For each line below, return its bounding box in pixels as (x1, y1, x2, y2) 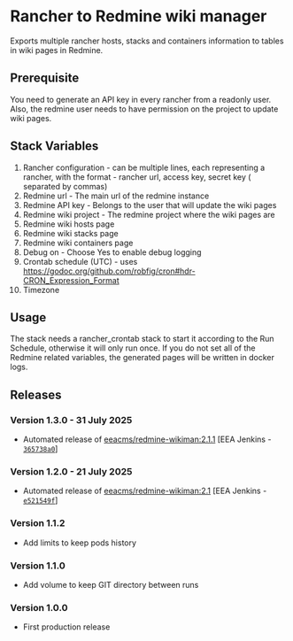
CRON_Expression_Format (22, 274, 120, 285)
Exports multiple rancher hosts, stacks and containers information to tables (10, 35, 284, 46)
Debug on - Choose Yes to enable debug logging (22, 246, 202, 258)
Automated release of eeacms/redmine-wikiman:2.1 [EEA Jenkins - (22, 485, 267, 497)
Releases (10, 387, 62, 402)
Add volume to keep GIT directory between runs (22, 579, 199, 590)
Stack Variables (10, 139, 99, 154)
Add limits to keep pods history (22, 537, 136, 548)
